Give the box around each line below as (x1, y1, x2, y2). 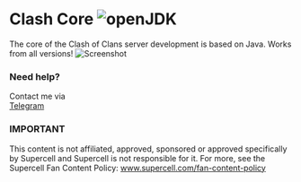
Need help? (9, 70, 60, 82)
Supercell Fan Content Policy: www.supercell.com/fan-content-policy (9, 162, 267, 173)
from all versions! (9, 48, 74, 58)
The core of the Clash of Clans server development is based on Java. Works (9, 39, 292, 49)
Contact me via (9, 91, 66, 102)
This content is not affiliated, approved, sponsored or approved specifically (9, 143, 288, 154)
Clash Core (9, 9, 94, 30)
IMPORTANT (9, 123, 66, 135)
